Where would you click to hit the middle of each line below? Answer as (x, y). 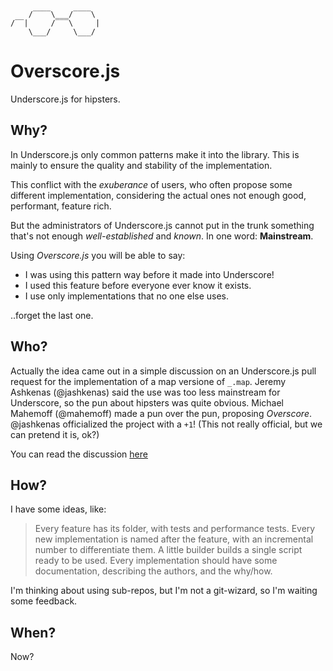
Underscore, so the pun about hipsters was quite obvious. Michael (147, 402)
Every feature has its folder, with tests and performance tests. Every (175, 529)
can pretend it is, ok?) (55, 434)
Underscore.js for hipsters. (65, 99)
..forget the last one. (52, 315)
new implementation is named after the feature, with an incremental (174, 539)
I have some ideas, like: (58, 509)
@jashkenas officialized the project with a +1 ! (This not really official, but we (166, 424)
